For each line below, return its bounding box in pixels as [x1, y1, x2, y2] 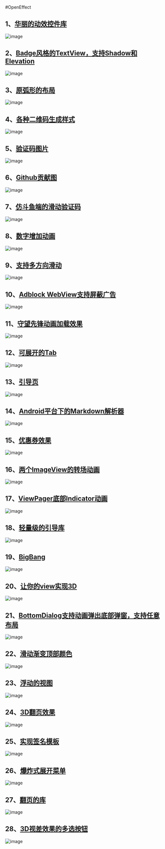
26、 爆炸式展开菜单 [5, 766, 66, 775]
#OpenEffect [5, 4, 31, 10]
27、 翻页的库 [5, 796, 46, 804]
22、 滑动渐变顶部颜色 [5, 649, 73, 658]
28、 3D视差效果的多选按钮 [5, 825, 88, 833]
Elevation [5, 57, 35, 66]
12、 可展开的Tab [5, 348, 57, 357]
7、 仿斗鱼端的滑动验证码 [5, 203, 81, 211]
